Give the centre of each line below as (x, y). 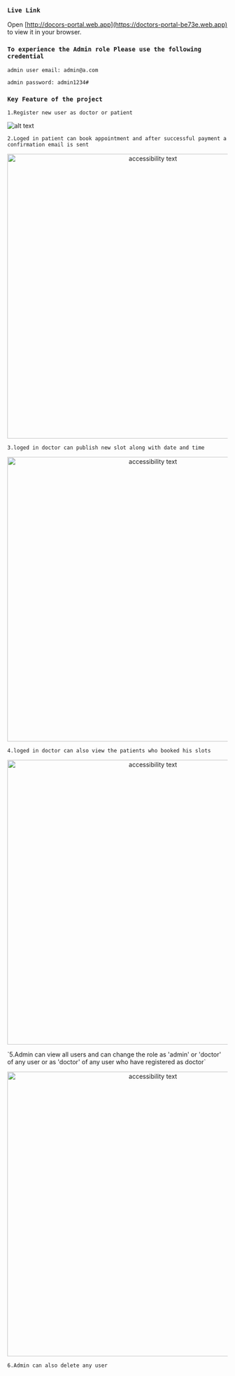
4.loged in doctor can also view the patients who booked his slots (109, 750)
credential (26, 56)
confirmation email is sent (48, 144)
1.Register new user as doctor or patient (70, 112)
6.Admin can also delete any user (58, 1365)
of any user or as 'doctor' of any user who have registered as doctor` (107, 1061)
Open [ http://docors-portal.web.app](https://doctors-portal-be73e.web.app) (117, 25)
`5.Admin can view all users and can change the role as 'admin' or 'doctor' (114, 1054)
